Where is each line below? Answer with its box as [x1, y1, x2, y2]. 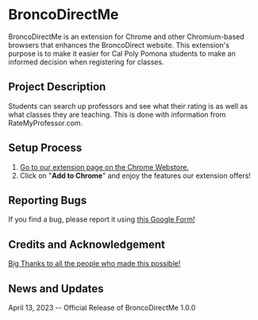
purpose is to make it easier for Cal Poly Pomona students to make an [8, 48, 236, 58]
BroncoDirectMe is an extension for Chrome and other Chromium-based [8, 32, 245, 41]
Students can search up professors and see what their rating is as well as [8, 101, 248, 110]
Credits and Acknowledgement [8, 237, 165, 251]
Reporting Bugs [8, 193, 87, 207]
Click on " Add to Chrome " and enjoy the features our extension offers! [19, 171, 252, 180]
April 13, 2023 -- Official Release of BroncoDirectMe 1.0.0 [8, 303, 196, 312]
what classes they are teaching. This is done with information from [8, 110, 226, 119]
